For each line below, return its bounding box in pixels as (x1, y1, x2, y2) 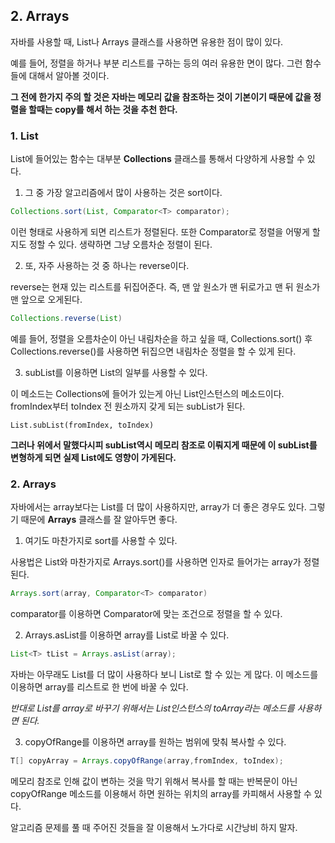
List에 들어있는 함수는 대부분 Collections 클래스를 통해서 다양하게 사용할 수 (10, 153, 305, 165)
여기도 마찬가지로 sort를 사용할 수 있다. (24, 535, 178, 547)
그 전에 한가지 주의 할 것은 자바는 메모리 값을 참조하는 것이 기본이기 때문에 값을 (10, 90, 312, 103)
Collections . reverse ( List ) (10, 313, 123, 323)
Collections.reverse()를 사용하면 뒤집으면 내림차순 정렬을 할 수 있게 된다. (10, 345, 297, 357)
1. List (10, 129, 39, 143)
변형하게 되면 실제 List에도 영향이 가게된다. (10, 451, 177, 463)
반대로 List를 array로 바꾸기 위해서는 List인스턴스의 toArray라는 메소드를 (10, 702, 295, 714)
